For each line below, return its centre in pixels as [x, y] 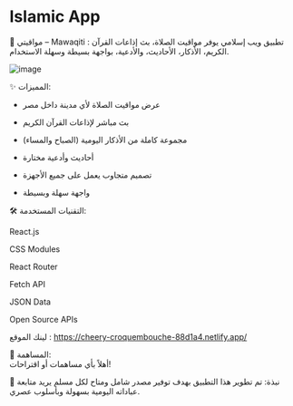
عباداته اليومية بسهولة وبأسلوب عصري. [75, 391]
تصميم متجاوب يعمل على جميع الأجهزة [87, 175]
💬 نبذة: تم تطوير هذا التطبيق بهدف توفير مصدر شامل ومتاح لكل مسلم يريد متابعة [145, 382]
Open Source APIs [44, 319]
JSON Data [30, 302]
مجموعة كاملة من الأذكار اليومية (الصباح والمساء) [105, 140]
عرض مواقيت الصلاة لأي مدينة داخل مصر [91, 104]
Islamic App [55, 17]
